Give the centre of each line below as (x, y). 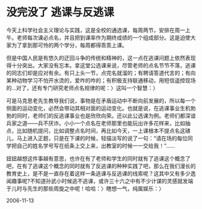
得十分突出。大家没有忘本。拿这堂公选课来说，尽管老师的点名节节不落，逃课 (101, 65)
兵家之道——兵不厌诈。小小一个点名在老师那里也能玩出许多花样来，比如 (96, 123)
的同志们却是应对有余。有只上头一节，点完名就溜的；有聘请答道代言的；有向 (101, 73)
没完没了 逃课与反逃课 (60, 12)
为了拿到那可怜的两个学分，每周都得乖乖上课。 (69, 45)
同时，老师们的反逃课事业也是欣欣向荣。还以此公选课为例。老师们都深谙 (106, 115)
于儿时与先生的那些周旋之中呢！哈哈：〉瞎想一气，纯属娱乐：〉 (85, 188)
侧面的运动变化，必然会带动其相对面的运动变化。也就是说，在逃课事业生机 (98, 108)
